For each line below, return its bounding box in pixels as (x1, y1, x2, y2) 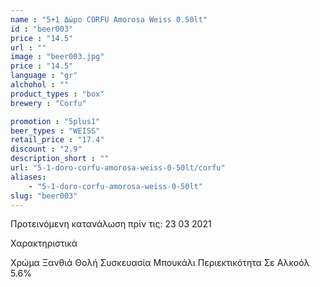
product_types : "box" (10, 89, 105, 99)
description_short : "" (10, 154, 110, 164)
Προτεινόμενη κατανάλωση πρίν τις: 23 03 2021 (10, 218, 212, 230)
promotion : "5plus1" (10, 116, 101, 126)
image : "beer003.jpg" (10, 52, 105, 62)
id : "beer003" (10, 24, 74, 34)
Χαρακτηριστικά (10, 237, 78, 250)
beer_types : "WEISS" (10, 126, 101, 136)
